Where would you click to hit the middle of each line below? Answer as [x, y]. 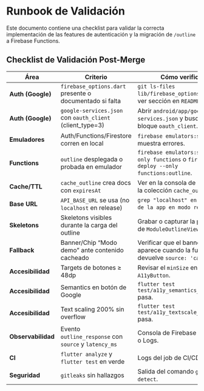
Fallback [22, 250]
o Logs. [148, 340]
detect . [148, 379]
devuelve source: [162, 258]
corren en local [82, 143]
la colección [155, 190]
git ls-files [156, 86]
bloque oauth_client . [168, 125]
